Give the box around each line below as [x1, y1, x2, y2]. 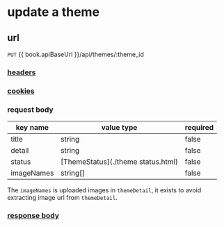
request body [7, 105, 54, 115]
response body [7, 211, 60, 221]
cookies [7, 86, 35, 96]
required [184, 123, 214, 133]
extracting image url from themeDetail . [7, 194, 118, 202]
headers [7, 67, 36, 77]
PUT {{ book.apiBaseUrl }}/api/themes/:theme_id [7, 50, 145, 58]
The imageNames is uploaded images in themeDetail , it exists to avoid [7, 186, 202, 194]
